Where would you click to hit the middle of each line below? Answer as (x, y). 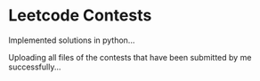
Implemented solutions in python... (72, 40)
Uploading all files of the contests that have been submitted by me (130, 57)
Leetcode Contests (80, 16)
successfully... (35, 67)
